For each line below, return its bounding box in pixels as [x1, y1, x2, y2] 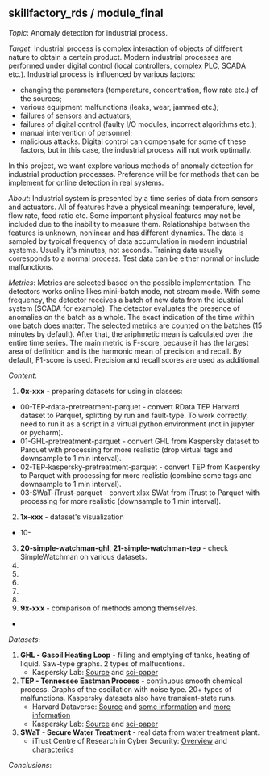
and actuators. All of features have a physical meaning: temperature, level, [8, 202, 255, 212]
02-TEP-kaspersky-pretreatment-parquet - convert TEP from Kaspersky [19, 462, 260, 472]
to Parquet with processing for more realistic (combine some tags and [19, 470, 252, 480]
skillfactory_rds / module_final [8, 6, 164, 20]
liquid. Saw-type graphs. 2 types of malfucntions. [19, 658, 185, 669]
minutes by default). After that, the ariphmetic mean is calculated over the [8, 329, 254, 338]
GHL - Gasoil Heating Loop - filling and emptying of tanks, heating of [19, 650, 251, 660]
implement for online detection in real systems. [8, 178, 164, 187]
